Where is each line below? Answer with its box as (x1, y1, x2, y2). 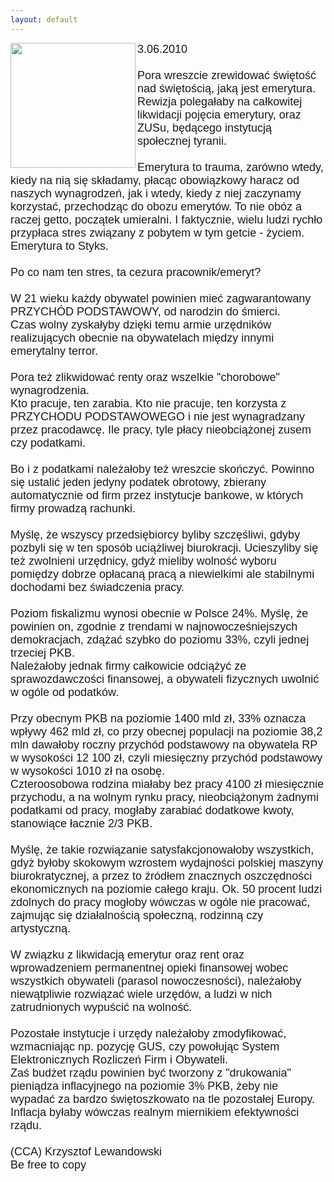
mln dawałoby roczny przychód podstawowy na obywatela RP (10, 737, 318, 751)
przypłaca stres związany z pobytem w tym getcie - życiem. (10, 226, 305, 240)
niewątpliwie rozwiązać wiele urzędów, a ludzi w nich (10, 987, 273, 1001)
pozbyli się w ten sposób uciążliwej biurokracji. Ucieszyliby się (10, 541, 319, 555)
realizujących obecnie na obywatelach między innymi (10, 331, 275, 345)
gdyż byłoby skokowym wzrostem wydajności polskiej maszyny (10, 856, 324, 870)
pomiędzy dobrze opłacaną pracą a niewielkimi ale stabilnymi (10, 567, 315, 581)
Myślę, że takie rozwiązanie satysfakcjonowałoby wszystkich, (10, 842, 315, 856)
